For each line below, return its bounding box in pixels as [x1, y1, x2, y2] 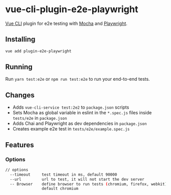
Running [5, 62, 33, 72]
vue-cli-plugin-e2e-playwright [5, 4, 138, 15]
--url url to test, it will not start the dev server [10, 177, 145, 182]
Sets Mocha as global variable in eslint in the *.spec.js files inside [12, 110, 152, 116]
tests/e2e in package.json [12, 115, 67, 121]
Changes [5, 90, 35, 100]
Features [5, 141, 34, 149]
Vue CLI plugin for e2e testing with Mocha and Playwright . [5, 20, 128, 26]
